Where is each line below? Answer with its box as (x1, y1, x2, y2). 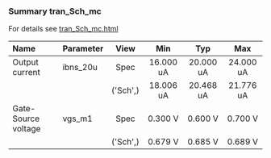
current (12, 67, 40, 78)
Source (12, 113, 40, 124)
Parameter (62, 43, 104, 54)
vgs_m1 (62, 113, 93, 124)
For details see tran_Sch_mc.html (8, 24, 119, 34)
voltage (12, 123, 41, 135)
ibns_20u (62, 62, 98, 73)
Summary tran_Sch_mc (8, 6, 102, 17)
